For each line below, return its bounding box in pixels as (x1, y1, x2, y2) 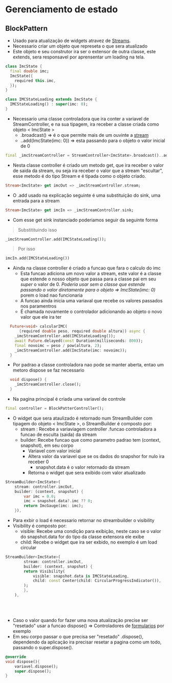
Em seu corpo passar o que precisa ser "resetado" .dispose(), (12, 633, 143, 639)
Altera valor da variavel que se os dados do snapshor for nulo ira (28, 453, 165, 459)
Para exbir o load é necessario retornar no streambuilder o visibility (12, 518, 155, 523)
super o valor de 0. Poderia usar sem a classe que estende (20, 281, 145, 287)
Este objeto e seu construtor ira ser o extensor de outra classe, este (12, 49, 156, 54)
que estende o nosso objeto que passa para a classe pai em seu (20, 276, 156, 282)
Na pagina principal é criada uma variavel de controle (12, 396, 126, 402)
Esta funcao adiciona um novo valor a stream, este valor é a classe (20, 271, 162, 277)
